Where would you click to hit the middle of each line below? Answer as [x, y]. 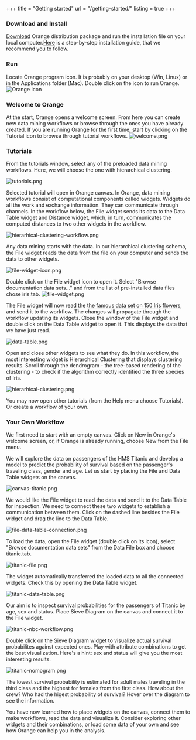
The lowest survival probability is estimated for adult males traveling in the [96, 682]
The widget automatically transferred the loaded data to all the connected [95, 577]
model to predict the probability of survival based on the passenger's [90, 465]
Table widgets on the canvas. [42, 478]
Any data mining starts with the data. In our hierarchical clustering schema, [97, 247]
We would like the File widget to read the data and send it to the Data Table [97, 500]
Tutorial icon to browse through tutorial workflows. [67, 136]
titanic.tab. [19, 554]
